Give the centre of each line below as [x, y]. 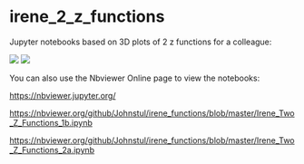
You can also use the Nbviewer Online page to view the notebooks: [135, 78]
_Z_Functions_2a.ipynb [52, 150]
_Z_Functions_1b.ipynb [51, 122]
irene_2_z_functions [87, 17]
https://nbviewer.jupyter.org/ [63, 95]
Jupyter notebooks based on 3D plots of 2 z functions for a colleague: [141, 42]
